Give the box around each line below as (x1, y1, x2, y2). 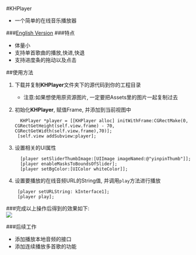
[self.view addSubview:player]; (17, 133, 97, 139)
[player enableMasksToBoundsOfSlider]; (20, 161, 118, 167)
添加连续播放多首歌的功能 (14, 243, 77, 250)
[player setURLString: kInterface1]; (17, 189, 110, 195)
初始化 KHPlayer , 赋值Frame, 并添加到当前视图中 (14, 106, 131, 113)
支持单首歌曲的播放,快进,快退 (14, 49, 85, 56)
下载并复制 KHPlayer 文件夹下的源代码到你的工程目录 (14, 81, 141, 88)
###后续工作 (6, 223, 37, 230)
